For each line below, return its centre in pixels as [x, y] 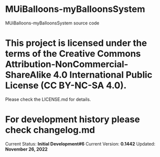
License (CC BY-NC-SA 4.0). [66, 85]
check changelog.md [50, 130]
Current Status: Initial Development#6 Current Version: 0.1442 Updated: [80, 144]
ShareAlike [28, 75]
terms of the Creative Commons [73, 54]
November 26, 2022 [26, 149]
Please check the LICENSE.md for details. [48, 99]
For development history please [72, 119]
